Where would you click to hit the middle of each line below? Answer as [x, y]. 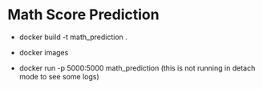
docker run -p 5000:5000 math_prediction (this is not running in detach [137, 68]
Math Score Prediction [83, 15]
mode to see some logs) [59, 76]
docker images [44, 52]
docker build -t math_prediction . [73, 37]
